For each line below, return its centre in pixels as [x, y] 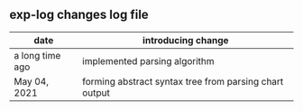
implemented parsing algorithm [148, 60]
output [96, 92]
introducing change [186, 40]
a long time [37, 55]
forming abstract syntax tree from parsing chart [183, 81]
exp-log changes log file [79, 15]
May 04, [32, 81]
